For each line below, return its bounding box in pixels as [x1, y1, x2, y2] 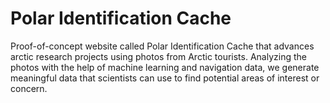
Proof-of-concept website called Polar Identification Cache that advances [10, 40, 315, 52]
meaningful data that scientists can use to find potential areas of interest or [10, 72, 320, 84]
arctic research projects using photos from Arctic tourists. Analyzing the [10, 50, 307, 62]
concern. [10, 82, 48, 94]
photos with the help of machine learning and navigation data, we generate [10, 61, 320, 73]
